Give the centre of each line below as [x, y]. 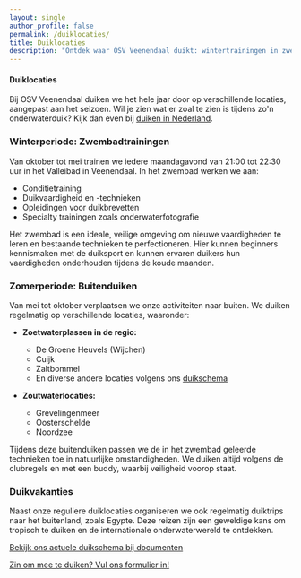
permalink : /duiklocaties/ [60, 34]
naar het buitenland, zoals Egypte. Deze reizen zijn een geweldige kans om [148, 521]
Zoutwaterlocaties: [59, 395]
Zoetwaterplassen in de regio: [79, 332]
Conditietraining [52, 188]
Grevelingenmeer [68, 412]
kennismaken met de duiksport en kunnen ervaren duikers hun [125, 253]
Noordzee [54, 432]
